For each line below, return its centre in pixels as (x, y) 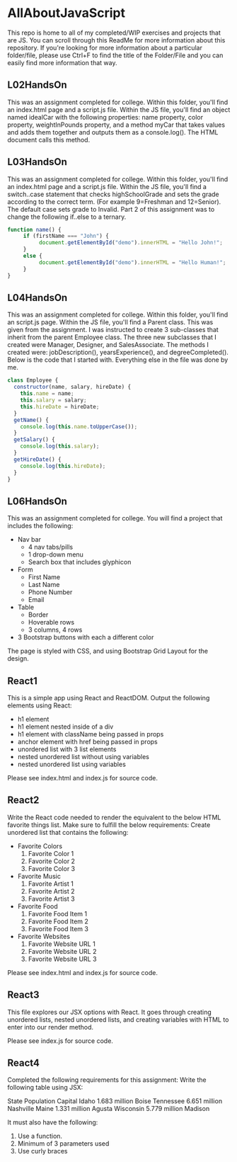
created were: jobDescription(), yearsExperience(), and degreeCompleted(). (118, 353)
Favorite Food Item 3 (58, 928)
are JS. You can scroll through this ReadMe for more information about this (116, 40)
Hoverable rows (51, 622)
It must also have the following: (53, 1122)
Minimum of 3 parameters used (63, 1144)
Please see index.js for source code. (60, 1041)
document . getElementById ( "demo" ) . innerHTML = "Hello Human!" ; (132, 262)
